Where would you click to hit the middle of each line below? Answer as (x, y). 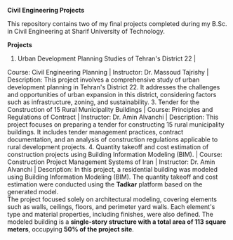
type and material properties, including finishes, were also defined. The (111, 214)
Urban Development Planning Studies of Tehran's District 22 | (107, 58)
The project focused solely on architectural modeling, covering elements (112, 199)
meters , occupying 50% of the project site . (71, 229)
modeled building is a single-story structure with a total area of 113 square (117, 222)
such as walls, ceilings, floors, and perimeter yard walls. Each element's (111, 207)
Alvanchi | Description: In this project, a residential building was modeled (113, 169)
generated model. (33, 192)
